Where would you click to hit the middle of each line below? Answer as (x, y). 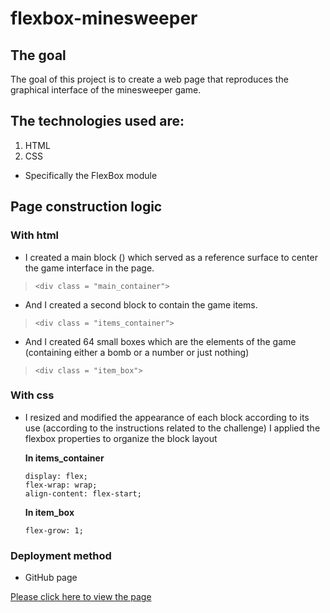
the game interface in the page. (89, 268)
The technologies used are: (97, 121)
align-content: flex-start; (83, 493)
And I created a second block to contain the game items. (141, 304)
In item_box (49, 512)
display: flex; (56, 476)
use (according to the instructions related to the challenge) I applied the (172, 428)
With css (32, 395)
